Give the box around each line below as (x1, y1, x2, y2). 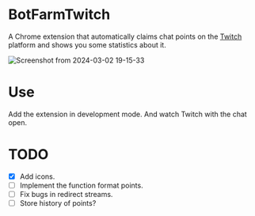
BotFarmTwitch (8, 6, 111, 24)
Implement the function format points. (19, 180, 144, 190)
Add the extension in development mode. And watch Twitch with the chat (8, 109, 247, 119)
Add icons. (19, 172, 55, 181)
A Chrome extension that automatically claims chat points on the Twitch (8, 32, 242, 41)
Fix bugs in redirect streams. (19, 189, 113, 199)
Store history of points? (19, 199, 97, 207)
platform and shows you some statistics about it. (8, 40, 166, 49)
